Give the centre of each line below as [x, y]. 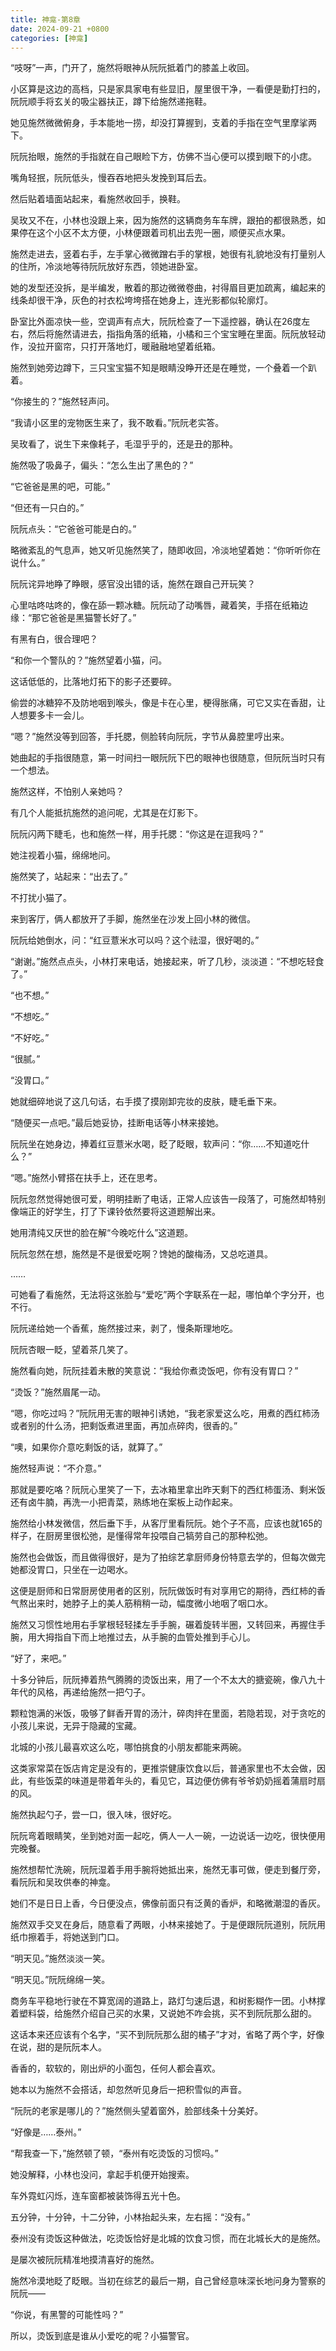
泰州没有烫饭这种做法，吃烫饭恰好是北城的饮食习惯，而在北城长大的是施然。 [168, 2238]
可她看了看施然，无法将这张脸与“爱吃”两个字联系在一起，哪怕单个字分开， [163, 1295]
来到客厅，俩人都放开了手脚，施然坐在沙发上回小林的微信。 [133, 919]
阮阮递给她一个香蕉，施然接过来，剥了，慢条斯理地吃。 [124, 1328]
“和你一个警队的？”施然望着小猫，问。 [89, 660]
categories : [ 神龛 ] [49, 38]
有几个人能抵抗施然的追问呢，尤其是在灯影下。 [106, 813]
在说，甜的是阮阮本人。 [58, 2047]
